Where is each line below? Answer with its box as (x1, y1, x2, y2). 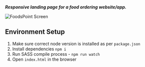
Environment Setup (5, 28, 65, 36)
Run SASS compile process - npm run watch (12, 51, 100, 57)
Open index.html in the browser (12, 56, 77, 62)
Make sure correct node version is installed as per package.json (12, 41, 141, 46)
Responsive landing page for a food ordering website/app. (5, 4, 127, 10)
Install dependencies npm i (12, 46, 66, 52)
